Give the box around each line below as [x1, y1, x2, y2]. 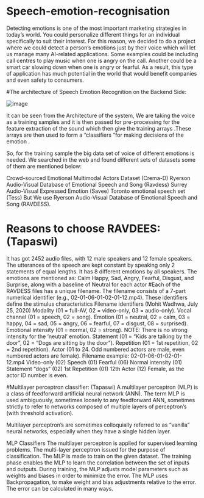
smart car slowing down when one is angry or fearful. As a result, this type [6, 63, 194, 71]
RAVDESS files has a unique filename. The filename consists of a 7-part [6, 287, 186, 294]
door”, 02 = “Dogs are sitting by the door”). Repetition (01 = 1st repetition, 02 [6, 339, 199, 346]
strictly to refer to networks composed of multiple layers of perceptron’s [6, 403, 187, 410]
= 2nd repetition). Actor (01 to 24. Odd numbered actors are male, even [6, 345, 185, 353]
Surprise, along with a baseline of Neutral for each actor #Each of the [6, 281, 181, 288]
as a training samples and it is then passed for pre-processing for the [6, 118, 180, 126]
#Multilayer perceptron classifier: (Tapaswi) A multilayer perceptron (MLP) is [6, 383, 199, 391]
